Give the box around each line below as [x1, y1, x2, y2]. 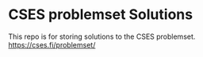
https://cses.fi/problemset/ [8, 40, 96, 49]
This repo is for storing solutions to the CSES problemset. [8, 32, 196, 41]
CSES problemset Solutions [8, 6, 193, 24]
